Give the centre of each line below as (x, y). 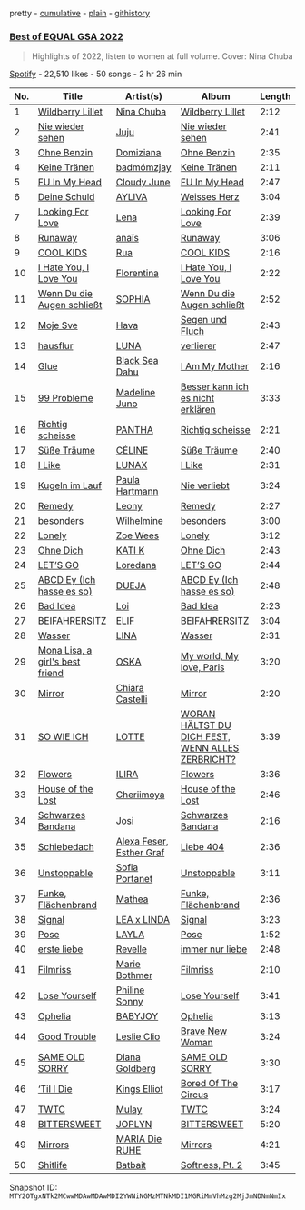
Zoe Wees (138, 535)
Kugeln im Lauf (70, 485)
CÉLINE (132, 451)
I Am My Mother (215, 366)
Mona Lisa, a (65, 651)
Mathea (132, 899)
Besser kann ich (215, 387)
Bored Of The (209, 1084)
